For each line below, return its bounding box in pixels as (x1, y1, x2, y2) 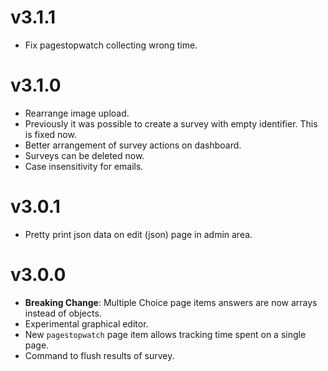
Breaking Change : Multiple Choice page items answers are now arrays (24, 296, 318, 308)
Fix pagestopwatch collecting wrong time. (24, 39, 198, 51)
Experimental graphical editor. (24, 317, 149, 330)
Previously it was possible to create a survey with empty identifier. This (24, 117, 318, 130)
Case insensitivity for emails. (24, 160, 144, 172)
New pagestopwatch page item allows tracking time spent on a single (24, 328, 307, 340)
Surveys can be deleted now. (24, 149, 145, 161)
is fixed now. (24, 128, 77, 140)
